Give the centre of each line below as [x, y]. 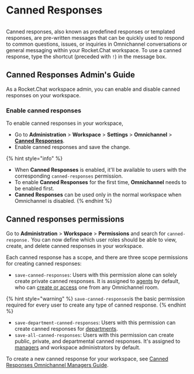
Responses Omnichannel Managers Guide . [58, 365]
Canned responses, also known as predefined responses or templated [91, 31]
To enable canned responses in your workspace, [65, 123]
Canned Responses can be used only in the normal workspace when [98, 195]
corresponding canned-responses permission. [69, 176]
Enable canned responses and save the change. [72, 147]
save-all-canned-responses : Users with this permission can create [94, 335]
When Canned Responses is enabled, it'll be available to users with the [101, 170]
